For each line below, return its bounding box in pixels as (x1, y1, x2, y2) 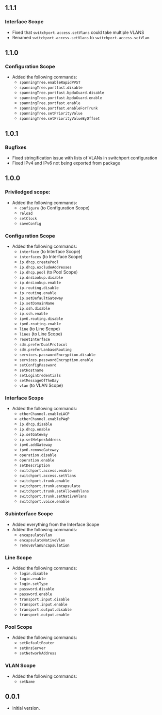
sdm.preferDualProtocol (19, 342, 68, 347)
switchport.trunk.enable (19, 478, 70, 484)
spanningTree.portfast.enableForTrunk (19, 106, 98, 111)
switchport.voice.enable (19, 499, 70, 504)
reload (19, 211, 33, 216)
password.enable (19, 591, 52, 597)
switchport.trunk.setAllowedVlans (19, 489, 89, 494)
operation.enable (19, 458, 55, 463)
